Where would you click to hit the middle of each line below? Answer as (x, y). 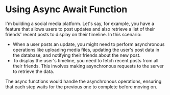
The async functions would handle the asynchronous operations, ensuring (83, 81)
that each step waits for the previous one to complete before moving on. (81, 87)
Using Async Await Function (66, 9)
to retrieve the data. (33, 71)
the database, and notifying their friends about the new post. (77, 55)
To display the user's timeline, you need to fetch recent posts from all (86, 60)
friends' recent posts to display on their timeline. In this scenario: (74, 34)
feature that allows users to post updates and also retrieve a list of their (80, 29)
